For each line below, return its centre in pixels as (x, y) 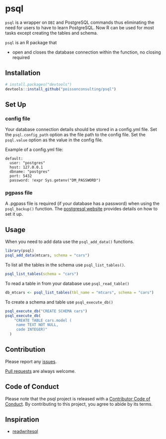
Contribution (25, 349)
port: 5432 (21, 176)
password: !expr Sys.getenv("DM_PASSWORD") (55, 181)
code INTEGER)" (32, 330)
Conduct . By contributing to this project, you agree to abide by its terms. (79, 404)
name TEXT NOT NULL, (37, 325)
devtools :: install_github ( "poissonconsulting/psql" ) (61, 89)
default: (14, 159)
